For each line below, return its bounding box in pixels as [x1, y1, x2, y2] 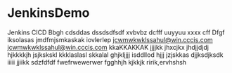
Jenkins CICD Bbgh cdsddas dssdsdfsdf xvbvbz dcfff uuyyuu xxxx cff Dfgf [7, 28, 225, 36]
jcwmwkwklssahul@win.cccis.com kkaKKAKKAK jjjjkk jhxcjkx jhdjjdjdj [7, 43, 210, 51]
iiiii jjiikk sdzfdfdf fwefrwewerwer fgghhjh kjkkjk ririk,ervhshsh [7, 58, 187, 66]
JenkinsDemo [7, 5, 90, 21]
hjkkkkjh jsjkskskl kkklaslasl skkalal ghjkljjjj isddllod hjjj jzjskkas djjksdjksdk [7, 51, 224, 59]
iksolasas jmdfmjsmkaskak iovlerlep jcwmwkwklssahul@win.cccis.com [7, 35, 213, 44]
